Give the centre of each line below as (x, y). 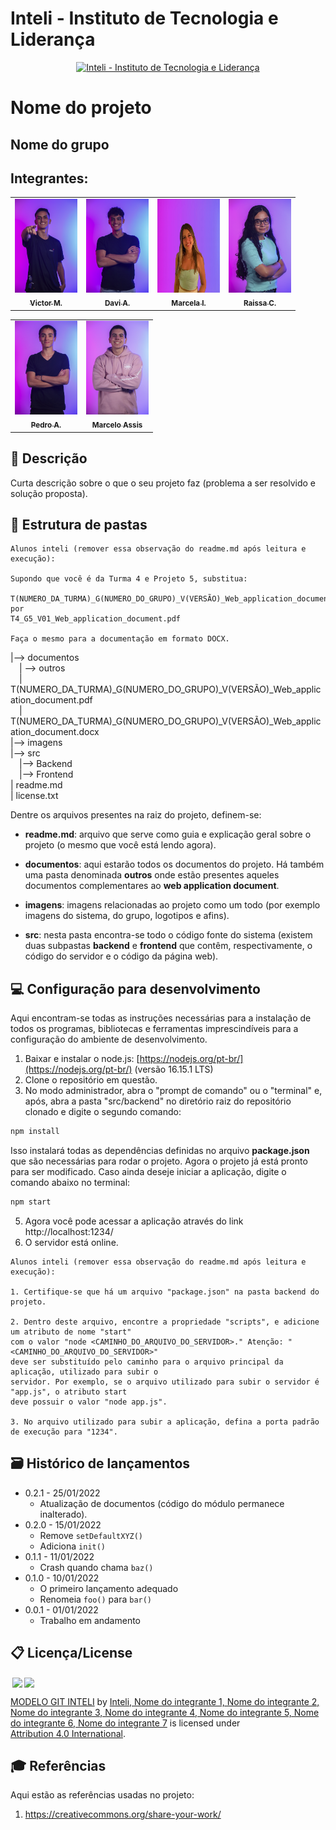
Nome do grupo (60, 144)
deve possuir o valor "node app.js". (89, 1402)
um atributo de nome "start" (71, 1332)
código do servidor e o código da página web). (121, 956)
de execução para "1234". (64, 1432)
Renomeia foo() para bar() (96, 1599)
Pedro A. (46, 425)
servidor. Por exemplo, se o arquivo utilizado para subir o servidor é (165, 1382)
